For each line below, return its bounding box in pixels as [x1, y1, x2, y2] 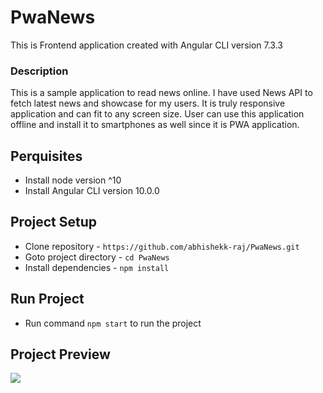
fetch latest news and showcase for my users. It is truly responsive [10, 97, 286, 110]
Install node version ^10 [24, 174, 122, 186]
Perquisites [10, 147, 83, 165]
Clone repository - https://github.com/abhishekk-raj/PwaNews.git [24, 240, 300, 252]
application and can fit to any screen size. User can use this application [10, 108, 305, 120]
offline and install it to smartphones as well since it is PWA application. [10, 119, 300, 131]
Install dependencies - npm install [24, 261, 170, 273]
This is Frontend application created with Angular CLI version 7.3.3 [10, 39, 283, 51]
